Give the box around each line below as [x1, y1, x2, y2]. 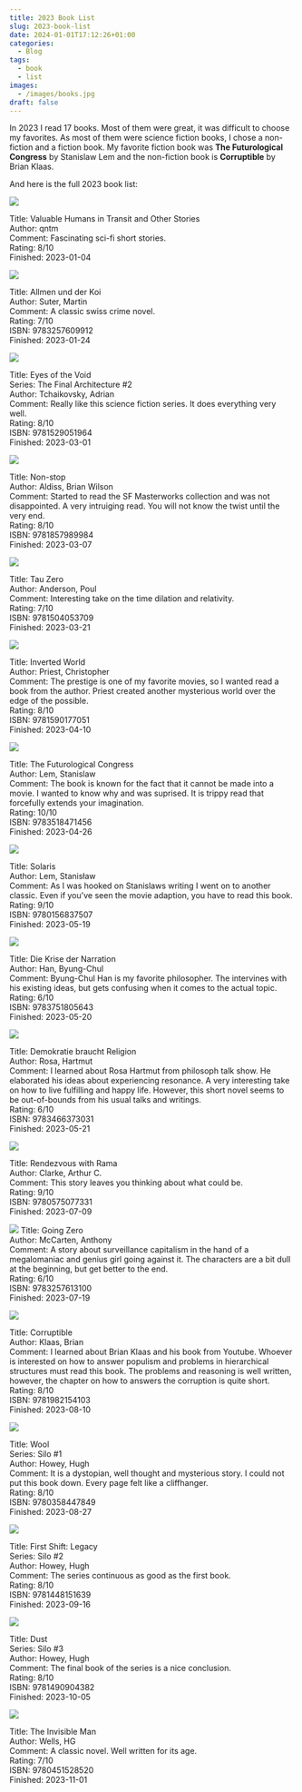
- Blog [17, 47, 43, 56]
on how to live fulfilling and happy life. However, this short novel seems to [9, 1084, 285, 1095]
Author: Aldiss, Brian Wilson [9, 481, 113, 492]
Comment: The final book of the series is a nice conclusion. [9, 1663, 231, 1674]
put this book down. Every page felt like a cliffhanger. [9, 1478, 209, 1489]
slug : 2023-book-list [9, 22, 92, 31]
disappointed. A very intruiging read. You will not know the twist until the [9, 500, 280, 511]
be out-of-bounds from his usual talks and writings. [9, 1094, 202, 1105]
